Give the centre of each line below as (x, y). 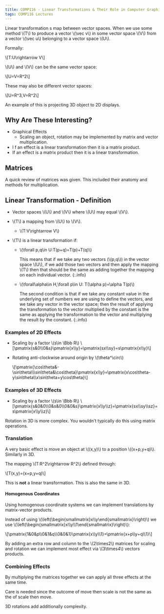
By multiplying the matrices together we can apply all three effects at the (78, 577)
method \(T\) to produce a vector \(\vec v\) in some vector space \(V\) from (81, 33)
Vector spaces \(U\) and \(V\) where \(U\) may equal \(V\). (71, 212)
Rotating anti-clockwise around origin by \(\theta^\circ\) (68, 358)
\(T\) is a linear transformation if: (45, 240)
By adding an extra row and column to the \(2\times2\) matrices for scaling (80, 544)
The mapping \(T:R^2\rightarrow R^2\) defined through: (61, 464)
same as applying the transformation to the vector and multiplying (86, 314)
